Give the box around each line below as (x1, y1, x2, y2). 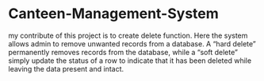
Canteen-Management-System (8, 5, 220, 23)
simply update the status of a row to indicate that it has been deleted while (8, 56, 252, 65)
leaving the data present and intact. (8, 64, 124, 73)
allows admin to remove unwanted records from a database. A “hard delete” (8, 39, 256, 48)
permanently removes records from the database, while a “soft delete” (8, 47, 238, 57)
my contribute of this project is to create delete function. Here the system (8, 31, 248, 40)
